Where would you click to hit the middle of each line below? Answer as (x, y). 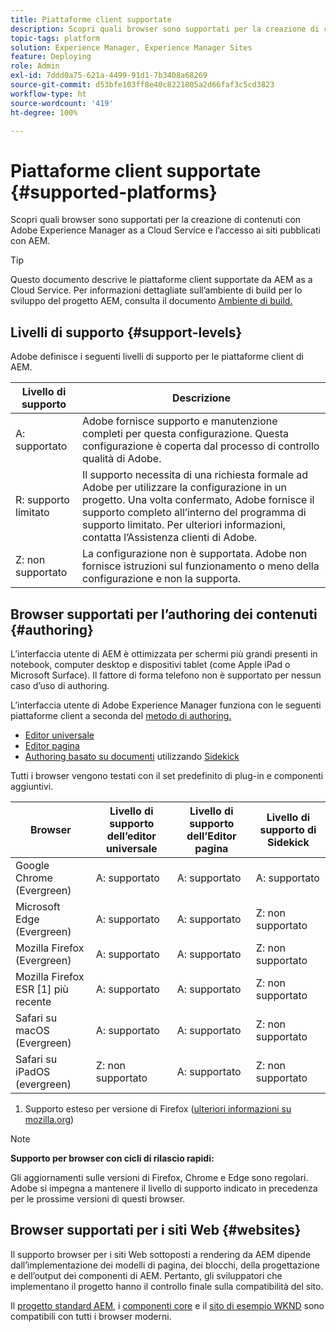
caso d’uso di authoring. (60, 685)
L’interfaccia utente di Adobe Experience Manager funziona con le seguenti (166, 705)
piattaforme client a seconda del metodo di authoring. (121, 715)
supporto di (288, 829)
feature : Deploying (51, 57)
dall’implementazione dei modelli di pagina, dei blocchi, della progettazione (165, 1265)
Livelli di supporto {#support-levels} (126, 332)
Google (32, 865)
